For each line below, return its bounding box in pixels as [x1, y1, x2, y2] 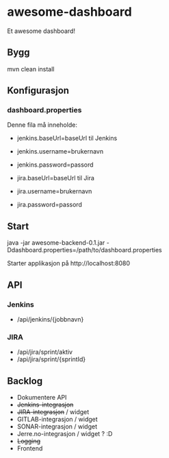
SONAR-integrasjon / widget [16, 422, 98, 431]
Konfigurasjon [7, 85, 70, 97]
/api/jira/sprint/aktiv [16, 348, 73, 357]
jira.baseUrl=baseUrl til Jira [16, 174, 94, 182]
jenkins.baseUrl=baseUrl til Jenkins [16, 134, 118, 143]
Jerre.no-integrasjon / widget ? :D [16, 430, 113, 438]
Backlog [7, 375, 43, 387]
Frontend [16, 444, 43, 453]
